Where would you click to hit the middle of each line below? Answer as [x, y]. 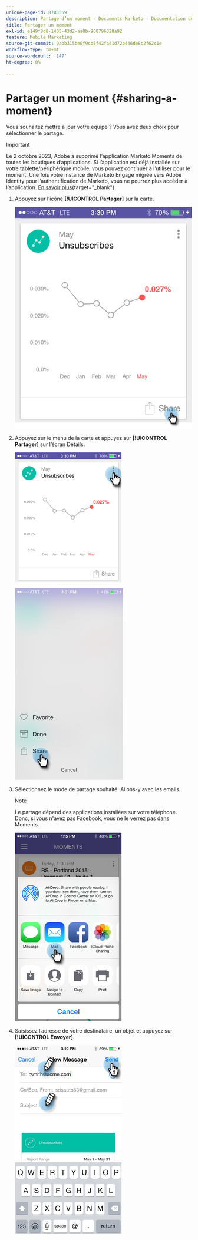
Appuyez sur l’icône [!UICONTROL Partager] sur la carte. [84, 199]
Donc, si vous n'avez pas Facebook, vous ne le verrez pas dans [92, 818]
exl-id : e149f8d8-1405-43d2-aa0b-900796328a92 [64, 31]
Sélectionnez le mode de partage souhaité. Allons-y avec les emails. [98, 789]
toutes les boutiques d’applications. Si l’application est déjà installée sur [93, 163]
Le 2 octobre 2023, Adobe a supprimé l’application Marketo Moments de [94, 156]
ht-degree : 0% [24, 62]
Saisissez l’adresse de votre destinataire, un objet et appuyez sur [93, 1031]
